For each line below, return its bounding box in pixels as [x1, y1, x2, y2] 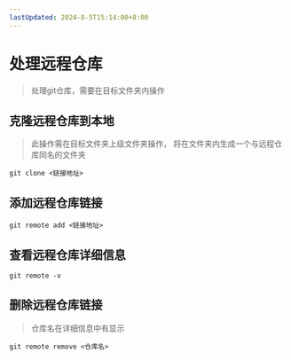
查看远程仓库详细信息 [9, 247, 126, 262]
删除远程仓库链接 [9, 298, 103, 313]
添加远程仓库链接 [9, 195, 103, 210]
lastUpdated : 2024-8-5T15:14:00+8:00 [9, 12, 149, 22]
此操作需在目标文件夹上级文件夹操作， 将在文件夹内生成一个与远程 [30, 138, 275, 149]
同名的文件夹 [38, 150, 86, 160]
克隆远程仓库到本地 [9, 113, 114, 129]
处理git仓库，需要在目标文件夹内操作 [30, 85, 166, 96]
